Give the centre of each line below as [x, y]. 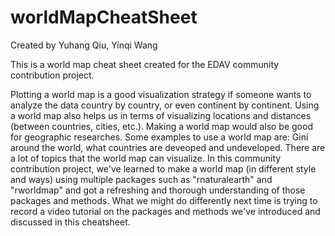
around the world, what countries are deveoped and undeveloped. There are [168, 147]
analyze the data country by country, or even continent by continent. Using [165, 105]
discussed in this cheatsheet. [70, 222]
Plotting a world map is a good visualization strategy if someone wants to [161, 94]
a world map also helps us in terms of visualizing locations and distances [161, 115]
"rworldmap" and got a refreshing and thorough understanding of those [158, 190]
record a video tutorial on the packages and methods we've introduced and [165, 211]
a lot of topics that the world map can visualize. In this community [146, 158]
